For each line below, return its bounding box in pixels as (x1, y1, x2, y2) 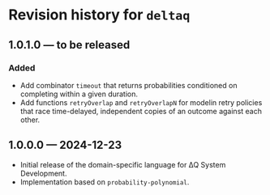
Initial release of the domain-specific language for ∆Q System (19, 159, 226, 169)
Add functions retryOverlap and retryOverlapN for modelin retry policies (19, 97, 263, 107)
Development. (19, 168, 67, 178)
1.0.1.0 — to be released (8, 38, 131, 52)
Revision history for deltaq (8, 6, 191, 24)
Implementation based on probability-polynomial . (19, 176, 190, 187)
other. (19, 115, 41, 125)
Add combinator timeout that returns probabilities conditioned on (19, 80, 238, 90)
